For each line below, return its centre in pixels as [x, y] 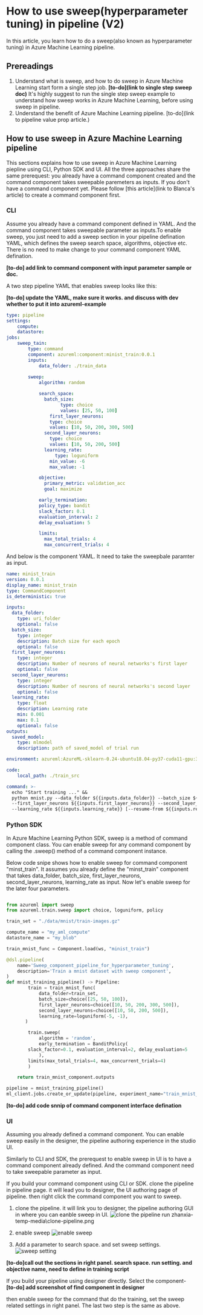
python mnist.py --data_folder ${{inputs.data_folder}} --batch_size [101, 798]
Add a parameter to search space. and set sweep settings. [88, 1245]
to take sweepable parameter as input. [54, 1172]
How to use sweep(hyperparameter [97, 11]
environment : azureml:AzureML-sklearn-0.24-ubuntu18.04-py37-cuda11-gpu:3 [102, 759]
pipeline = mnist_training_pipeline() [55, 1088]
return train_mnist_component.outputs [66, 1077]
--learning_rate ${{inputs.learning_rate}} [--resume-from [88, 809]
